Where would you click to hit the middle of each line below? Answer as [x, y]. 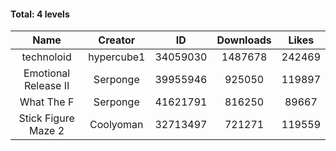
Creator [117, 40]
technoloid [46, 57]
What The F [47, 102]
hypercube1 [117, 57]
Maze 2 [47, 131]
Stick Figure [46, 118]
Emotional [47, 73]
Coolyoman [116, 125]
